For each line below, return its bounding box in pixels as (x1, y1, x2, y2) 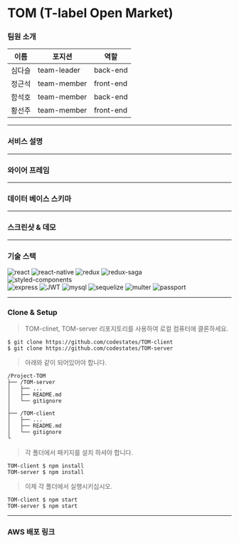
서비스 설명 (7, 137, 43, 147)
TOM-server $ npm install (7, 469, 84, 476)
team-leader (38, 66, 80, 76)
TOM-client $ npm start (7, 497, 78, 504)
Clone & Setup (7, 307, 58, 317)
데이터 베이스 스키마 (7, 194, 72, 204)
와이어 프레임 (7, 165, 50, 175)
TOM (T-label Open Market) (7, 5, 174, 21)
